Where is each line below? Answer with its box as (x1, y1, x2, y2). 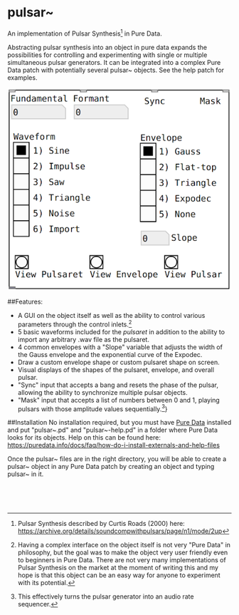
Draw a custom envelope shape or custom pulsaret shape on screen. (17, 358, 220, 366)
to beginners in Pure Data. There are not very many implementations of (17, 556, 226, 564)
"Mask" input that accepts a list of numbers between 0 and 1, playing (17, 396, 221, 404)
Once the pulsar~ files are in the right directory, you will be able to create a (7, 455, 227, 463)
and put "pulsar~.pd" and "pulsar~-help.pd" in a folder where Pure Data (7, 425, 218, 435)
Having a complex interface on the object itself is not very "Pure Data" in (17, 541, 231, 549)
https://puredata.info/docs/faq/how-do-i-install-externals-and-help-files (7, 441, 221, 450)
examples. (7, 73, 38, 82)
